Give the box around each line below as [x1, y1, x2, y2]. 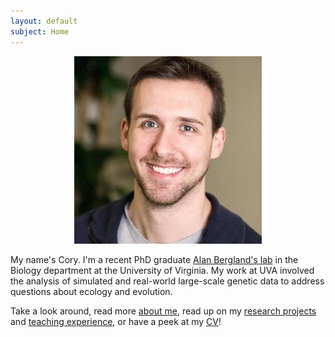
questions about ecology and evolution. [10, 285, 173, 297]
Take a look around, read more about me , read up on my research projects [10, 305, 317, 317]
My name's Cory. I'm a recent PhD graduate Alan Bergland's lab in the [10, 253, 299, 265]
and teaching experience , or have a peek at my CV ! [10, 315, 222, 327]
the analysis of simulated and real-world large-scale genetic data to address [10, 275, 325, 287]
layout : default [10, 16, 78, 26]
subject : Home [10, 26, 70, 37]
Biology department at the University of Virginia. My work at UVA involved [10, 264, 315, 276]
